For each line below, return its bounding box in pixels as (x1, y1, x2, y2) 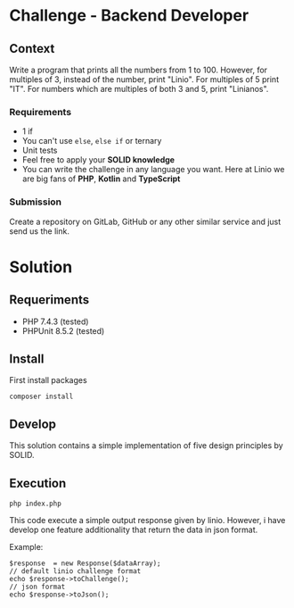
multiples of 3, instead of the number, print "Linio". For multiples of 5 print (9, 74, 279, 85)
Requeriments (9, 292, 90, 308)
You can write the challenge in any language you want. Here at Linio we (21, 164, 285, 175)
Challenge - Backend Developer (9, 5, 249, 26)
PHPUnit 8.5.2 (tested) (21, 325, 105, 336)
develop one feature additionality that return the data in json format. (9, 524, 258, 536)
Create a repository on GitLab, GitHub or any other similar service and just (9, 216, 282, 227)
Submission (9, 196, 62, 208)
